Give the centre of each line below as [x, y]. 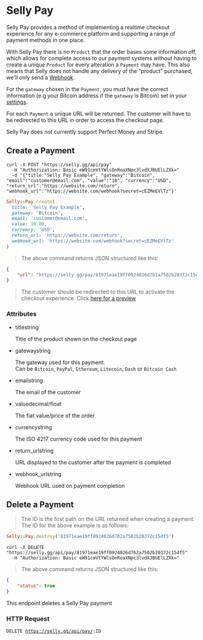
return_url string [34, 450]
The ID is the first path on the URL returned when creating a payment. [108, 519]
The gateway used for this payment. [60, 362]
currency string [34, 427]
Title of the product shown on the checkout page [76, 339]
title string [27, 327]
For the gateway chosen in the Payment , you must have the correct [87, 89]
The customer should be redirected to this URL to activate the [98, 292]
